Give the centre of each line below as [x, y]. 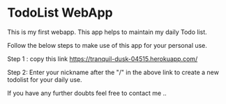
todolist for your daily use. [45, 79]
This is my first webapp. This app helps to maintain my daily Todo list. [107, 32]
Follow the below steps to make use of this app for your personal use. [107, 45]
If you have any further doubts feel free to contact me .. [87, 93]
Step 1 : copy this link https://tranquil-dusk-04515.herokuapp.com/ [103, 59]
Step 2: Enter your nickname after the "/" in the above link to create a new [113, 72]
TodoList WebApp [60, 13]
